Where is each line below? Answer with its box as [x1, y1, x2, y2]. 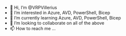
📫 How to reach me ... [9, 26, 56, 31]
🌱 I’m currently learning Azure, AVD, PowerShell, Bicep [9, 15, 121, 20]
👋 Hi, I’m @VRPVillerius [9, 5, 57, 10]
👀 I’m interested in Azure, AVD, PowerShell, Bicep [9, 10, 110, 16]
